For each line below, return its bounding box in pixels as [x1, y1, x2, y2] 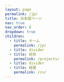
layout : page [5, 7, 32, 12]
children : [5, 34, 25, 39]
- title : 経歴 [9, 66, 36, 70]
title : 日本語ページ [5, 16, 42, 21]
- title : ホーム [9, 39, 40, 43]
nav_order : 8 [5, 25, 32, 30]
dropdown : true [5, 29, 36, 34]
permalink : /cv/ [14, 70, 47, 75]
